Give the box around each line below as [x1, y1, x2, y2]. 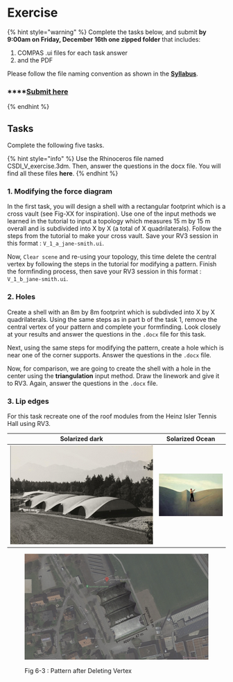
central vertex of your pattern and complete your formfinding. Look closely [7, 323, 221, 331]
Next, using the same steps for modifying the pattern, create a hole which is [7, 343, 224, 352]
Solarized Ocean [166, 435, 216, 443]
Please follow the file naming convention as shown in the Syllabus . [7, 69, 199, 78]
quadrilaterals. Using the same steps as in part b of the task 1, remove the [7, 315, 218, 323]
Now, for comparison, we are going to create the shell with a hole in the [7, 364, 212, 373]
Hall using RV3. [7, 419, 51, 427]
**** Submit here [7, 87, 69, 96]
